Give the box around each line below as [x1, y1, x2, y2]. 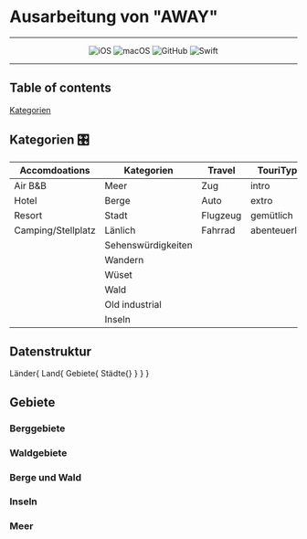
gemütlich [249, 208, 294, 221]
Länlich [104, 224, 136, 237]
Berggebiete [9, 422, 66, 435]
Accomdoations [19, 164, 90, 176]
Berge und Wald [9, 470, 82, 483]
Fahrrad [201, 224, 236, 237]
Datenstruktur [9, 343, 92, 359]
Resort [14, 208, 43, 221]
